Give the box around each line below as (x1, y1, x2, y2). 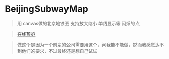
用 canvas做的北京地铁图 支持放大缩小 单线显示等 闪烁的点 (17, 20, 140, 26)
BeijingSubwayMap (5, 3, 88, 15)
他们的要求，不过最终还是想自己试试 (21, 48, 97, 54)
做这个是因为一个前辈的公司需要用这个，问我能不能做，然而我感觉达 (17, 41, 160, 48)
